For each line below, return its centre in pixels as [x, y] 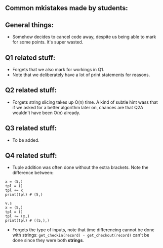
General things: [29, 25]
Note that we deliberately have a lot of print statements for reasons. [81, 75]
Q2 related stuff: [31, 90]
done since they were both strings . [48, 240]
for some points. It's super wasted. [48, 42]
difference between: [33, 173]
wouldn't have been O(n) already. [46, 113]
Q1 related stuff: [30, 58]
